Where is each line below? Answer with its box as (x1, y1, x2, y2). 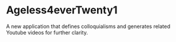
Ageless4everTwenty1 (6, 3, 118, 17)
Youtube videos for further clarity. (6, 29, 88, 36)
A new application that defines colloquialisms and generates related (6, 23, 171, 30)
